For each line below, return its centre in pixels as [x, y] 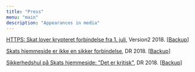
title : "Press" [25, 12]
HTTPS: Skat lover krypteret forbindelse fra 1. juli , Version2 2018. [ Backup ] [98, 40]
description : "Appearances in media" [53, 23]
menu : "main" [22, 17]
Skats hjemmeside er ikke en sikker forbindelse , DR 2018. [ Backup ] [89, 51]
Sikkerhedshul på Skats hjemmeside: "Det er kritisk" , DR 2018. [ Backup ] [94, 62]
